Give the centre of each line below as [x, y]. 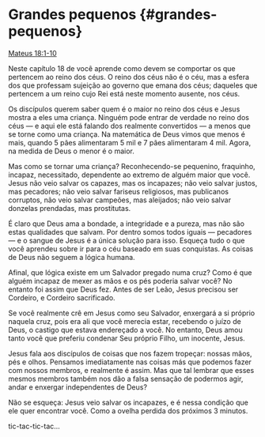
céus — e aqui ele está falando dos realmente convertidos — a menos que [130, 126]
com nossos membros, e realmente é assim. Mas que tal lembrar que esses [131, 370]
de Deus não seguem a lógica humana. [72, 257]
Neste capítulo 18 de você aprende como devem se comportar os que [122, 68]
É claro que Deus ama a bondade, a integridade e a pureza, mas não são [127, 224]
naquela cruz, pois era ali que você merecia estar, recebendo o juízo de [125, 321]
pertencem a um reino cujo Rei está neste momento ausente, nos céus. [124, 93]
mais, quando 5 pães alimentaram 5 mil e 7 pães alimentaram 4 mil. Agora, [130, 142]
